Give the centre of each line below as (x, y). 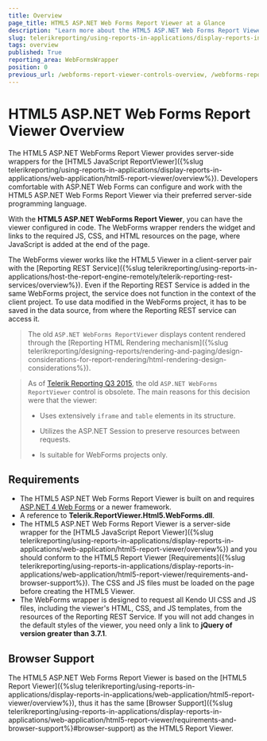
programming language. (48, 203)
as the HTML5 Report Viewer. (186, 728)
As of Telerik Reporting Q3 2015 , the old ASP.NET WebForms (122, 383)
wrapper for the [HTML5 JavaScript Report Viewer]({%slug (116, 532)
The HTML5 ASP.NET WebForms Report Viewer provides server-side (121, 152)
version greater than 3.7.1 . (63, 634)
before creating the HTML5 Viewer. (77, 592)
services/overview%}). (46, 285)
